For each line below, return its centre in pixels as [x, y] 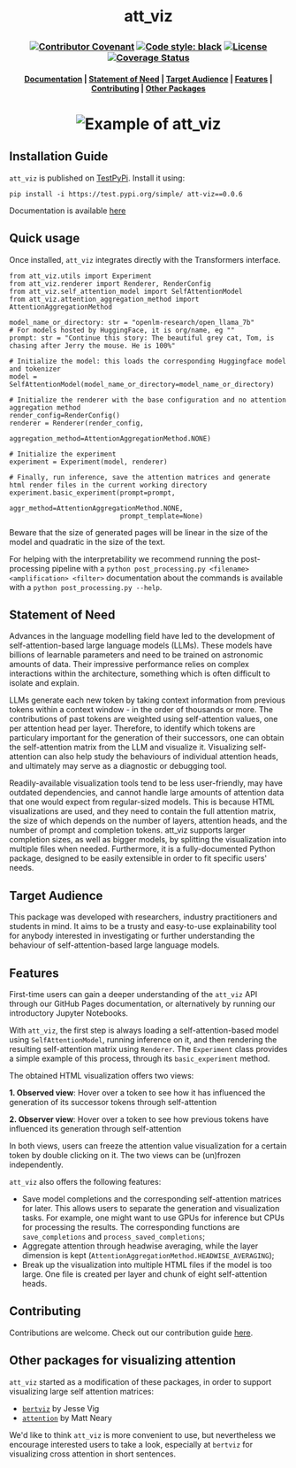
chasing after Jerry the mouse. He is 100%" [92, 346]
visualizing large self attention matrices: [82, 1391]
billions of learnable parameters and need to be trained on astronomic [136, 655]
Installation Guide [59, 157]
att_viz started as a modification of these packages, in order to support [140, 1381]
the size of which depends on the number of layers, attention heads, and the [148, 821]
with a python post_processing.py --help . [86, 587]
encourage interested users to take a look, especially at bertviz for [131, 1444]
